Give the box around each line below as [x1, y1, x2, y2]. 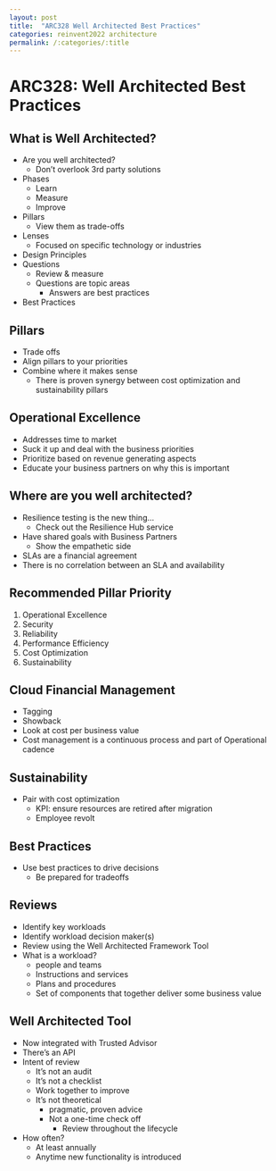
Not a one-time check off [48, 1113, 142, 1124]
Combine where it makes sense [21, 365, 138, 376]
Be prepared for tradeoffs [35, 872, 130, 882]
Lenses [21, 230, 50, 241]
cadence [21, 744, 55, 755]
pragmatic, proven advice [48, 1104, 143, 1115]
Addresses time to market [21, 434, 118, 445]
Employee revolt [35, 813, 95, 824]
